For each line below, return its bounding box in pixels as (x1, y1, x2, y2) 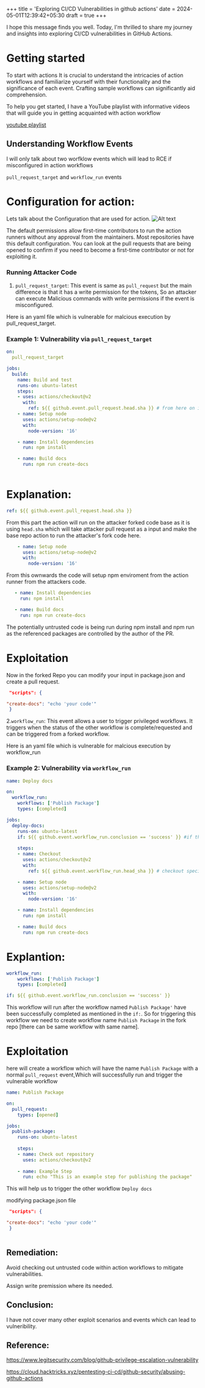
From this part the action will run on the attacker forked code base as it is (6, 518, 190, 526)
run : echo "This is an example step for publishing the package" (22, 1174, 192, 1180)
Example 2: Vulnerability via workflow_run (6, 764, 131, 772)
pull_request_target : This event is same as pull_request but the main (15, 282, 192, 289)
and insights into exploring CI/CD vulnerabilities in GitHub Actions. (6, 30, 173, 37)
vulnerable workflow (6, 1078, 58, 1085)
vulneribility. (6, 1322, 37, 1330)
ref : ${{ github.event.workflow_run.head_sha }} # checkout (28, 868, 184, 874)
